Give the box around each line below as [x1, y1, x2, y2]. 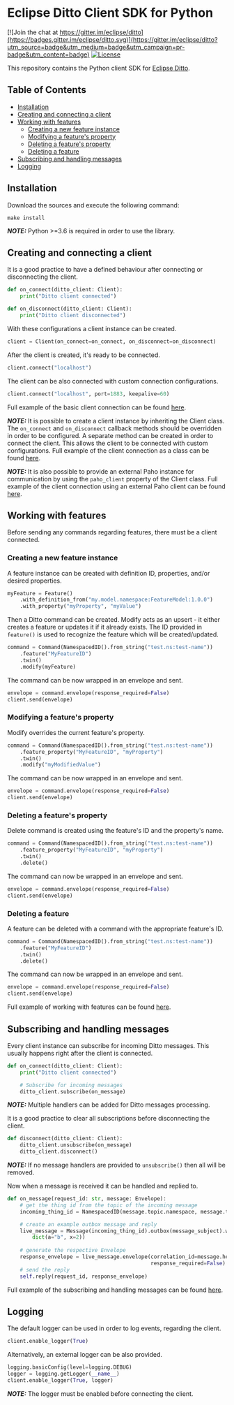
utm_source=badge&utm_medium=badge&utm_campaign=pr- [7, 43, 185, 51]
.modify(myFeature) [19, 663, 77, 670]
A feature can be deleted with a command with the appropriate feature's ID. [7, 924, 224, 933]
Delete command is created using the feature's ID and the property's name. [7, 827, 224, 835]
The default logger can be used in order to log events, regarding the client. [7, 1324, 221, 1332]
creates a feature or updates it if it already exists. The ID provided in [7, 623, 203, 632]
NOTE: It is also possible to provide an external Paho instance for [7, 467, 194, 476]
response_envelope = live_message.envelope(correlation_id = [19, 1253, 198, 1260]
